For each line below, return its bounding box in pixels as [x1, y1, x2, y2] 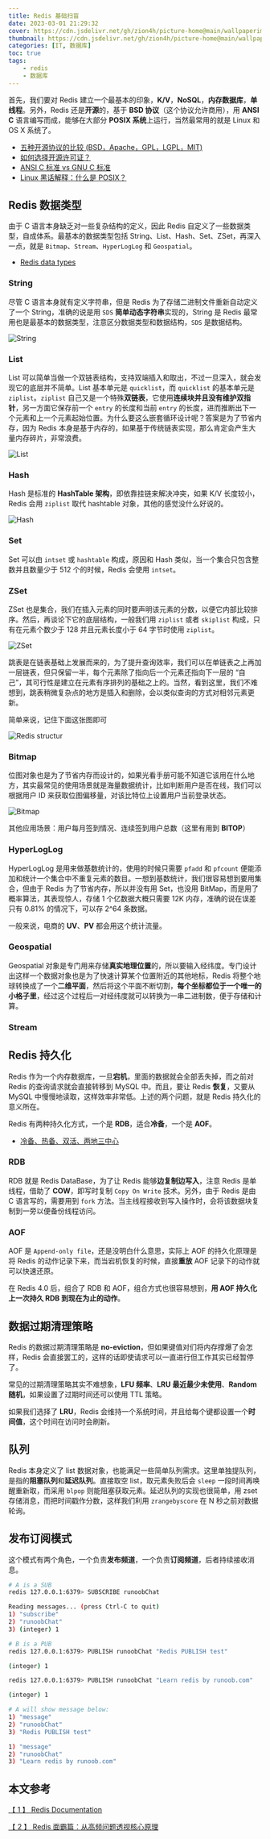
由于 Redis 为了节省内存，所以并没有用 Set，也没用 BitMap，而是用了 [29, 884, 260, 893]
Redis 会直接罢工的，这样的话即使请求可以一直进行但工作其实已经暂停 [22, 1352, 255, 1362]
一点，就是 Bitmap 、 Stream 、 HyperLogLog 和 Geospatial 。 [8, 241, 197, 251]
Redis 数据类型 [8, 198, 82, 212]
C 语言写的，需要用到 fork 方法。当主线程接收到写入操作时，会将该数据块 [8, 1196, 252, 1205]
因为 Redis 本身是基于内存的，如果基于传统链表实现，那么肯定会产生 [22, 423, 249, 433]
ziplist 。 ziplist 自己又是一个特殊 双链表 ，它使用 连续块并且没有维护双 [8, 393, 244, 403]
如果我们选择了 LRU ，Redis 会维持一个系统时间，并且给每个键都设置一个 [8, 1406, 249, 1416]
